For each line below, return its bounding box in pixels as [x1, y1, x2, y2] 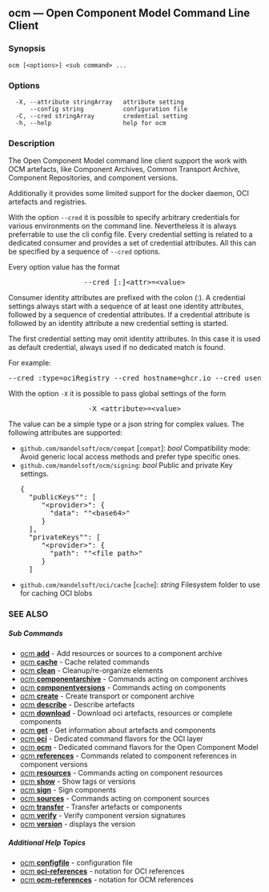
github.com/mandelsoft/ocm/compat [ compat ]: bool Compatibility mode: [19, 443, 251, 453]
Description [8, 137, 55, 149]
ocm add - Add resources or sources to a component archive [19, 649, 223, 658]
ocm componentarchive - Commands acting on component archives [19, 674, 248, 684]
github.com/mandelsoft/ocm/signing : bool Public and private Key [19, 461, 234, 470]
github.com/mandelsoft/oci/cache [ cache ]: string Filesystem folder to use [19, 580, 261, 589]
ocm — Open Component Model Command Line [8, 6, 251, 20]
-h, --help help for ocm [15, 119, 167, 127]
